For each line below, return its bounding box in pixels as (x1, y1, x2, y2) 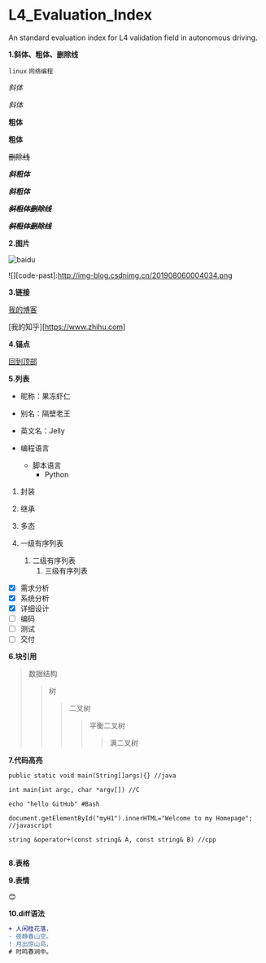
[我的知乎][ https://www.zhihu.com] (8, 322, 126, 332)
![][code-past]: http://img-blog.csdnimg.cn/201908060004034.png (8, 270, 233, 280)
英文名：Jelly (20, 425, 65, 435)
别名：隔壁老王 (20, 408, 71, 418)
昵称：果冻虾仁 (20, 391, 71, 401)
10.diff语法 (8, 908, 45, 918)
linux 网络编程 (8, 67, 54, 75)
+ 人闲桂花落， (8, 925, 53, 934)
